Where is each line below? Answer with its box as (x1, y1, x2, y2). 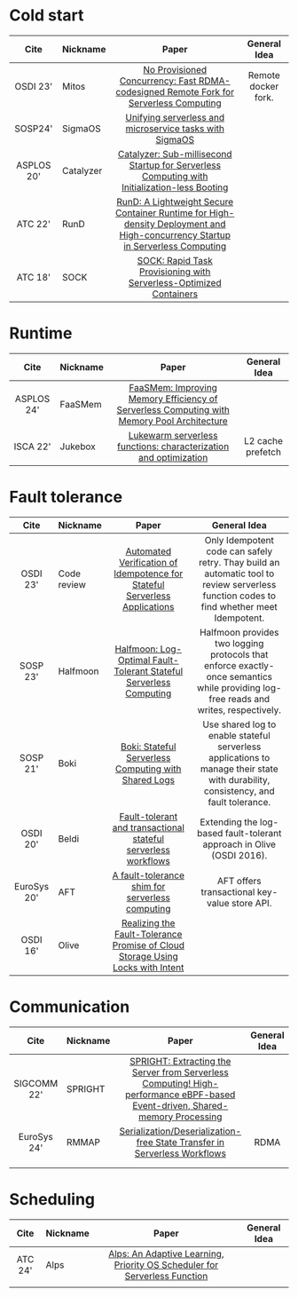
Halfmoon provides (199, 626, 279, 638)
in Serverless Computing (123, 240, 227, 252)
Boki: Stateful (121, 740, 176, 753)
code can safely (206, 545, 273, 558)
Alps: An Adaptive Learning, (107, 1247, 224, 1260)
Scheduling (9, 1189, 96, 1209)
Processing (175, 1111, 223, 1123)
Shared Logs (122, 773, 176, 786)
